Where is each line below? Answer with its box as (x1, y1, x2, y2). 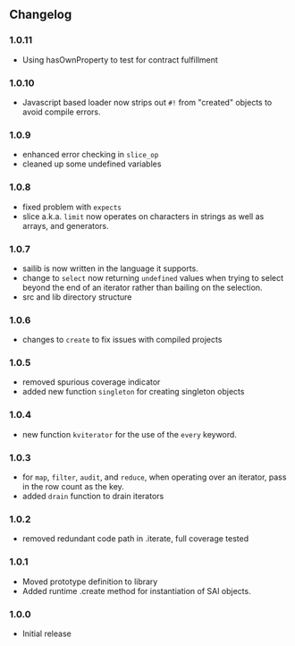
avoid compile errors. (21, 106, 101, 117)
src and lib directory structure (21, 291, 132, 302)
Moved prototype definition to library (21, 576, 158, 587)
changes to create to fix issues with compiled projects (21, 335, 223, 345)
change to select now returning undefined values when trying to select (21, 272, 284, 283)
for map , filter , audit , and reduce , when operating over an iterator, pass (21, 472, 287, 482)
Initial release (21, 628, 72, 639)
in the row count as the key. (21, 481, 125, 492)
